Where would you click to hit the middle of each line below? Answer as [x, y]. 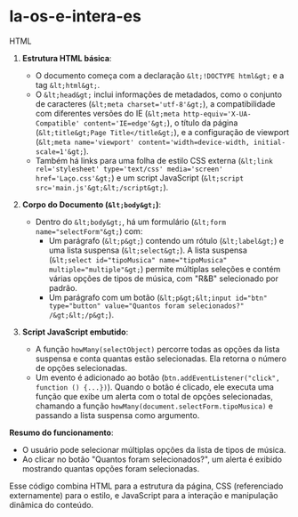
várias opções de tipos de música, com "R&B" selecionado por [163, 279]
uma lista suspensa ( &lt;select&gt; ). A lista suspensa [148, 250]
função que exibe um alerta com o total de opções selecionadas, [154, 396]
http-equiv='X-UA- [217, 114]
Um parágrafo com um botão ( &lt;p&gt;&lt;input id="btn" [158, 297]
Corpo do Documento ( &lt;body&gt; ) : [92, 204]
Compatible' [57, 123]
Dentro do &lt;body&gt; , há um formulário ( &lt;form [131, 222]
